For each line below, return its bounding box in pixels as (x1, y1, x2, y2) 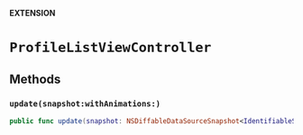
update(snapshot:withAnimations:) (9, 98, 161, 109)
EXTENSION (9, 8, 56, 18)
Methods (9, 71, 61, 86)
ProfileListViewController (9, 40, 212, 57)
